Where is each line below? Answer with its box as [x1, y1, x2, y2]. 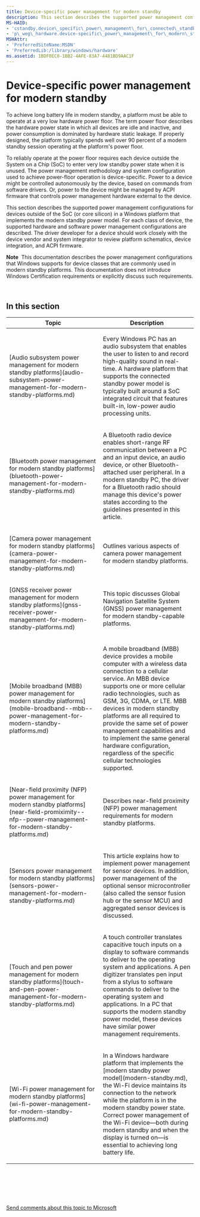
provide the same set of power [103, 719, 189, 728]
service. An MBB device [103, 675, 170, 683]
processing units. [103, 409, 151, 418]
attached [103, 468, 128, 477]
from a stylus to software [103, 978, 173, 986]
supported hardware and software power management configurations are [6, 223, 187, 230]
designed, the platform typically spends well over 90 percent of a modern [6, 136, 187, 144]
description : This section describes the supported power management [6, 14, 183, 20]
